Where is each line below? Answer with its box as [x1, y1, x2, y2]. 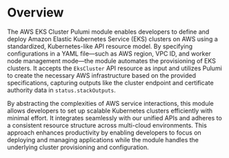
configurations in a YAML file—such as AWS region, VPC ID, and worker [7, 49, 212, 58]
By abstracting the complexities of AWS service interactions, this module [7, 99, 214, 107]
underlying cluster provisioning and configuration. [7, 143, 150, 151]
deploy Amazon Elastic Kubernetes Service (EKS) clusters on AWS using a [7, 34, 219, 43]
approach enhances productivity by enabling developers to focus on [7, 128, 201, 137]
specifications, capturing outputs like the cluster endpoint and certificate [7, 78, 214, 87]
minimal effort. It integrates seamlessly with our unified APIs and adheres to [7, 113, 222, 122]
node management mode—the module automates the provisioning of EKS [7, 56, 216, 65]
